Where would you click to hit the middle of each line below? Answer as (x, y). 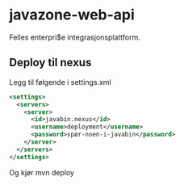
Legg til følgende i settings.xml (60, 82)
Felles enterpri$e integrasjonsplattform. (75, 37)
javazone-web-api (72, 15)
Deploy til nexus (50, 63)
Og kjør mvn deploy (42, 172)
